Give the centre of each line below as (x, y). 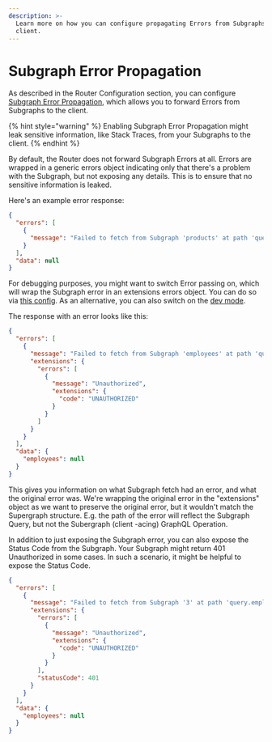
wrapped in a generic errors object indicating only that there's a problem (130, 167)
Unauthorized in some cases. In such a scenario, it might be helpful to (125, 557)
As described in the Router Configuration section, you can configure (122, 93)
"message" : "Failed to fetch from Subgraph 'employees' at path (140, 354)
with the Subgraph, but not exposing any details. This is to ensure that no (130, 176)
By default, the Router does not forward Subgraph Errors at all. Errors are (130, 159)
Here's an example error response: (66, 201)
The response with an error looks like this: (78, 316)
